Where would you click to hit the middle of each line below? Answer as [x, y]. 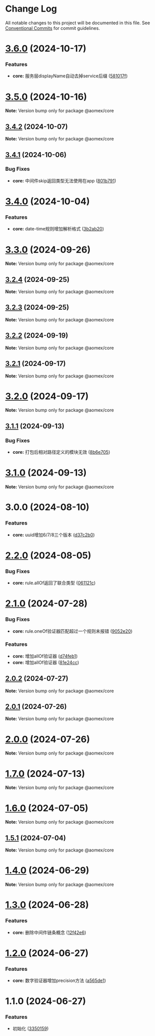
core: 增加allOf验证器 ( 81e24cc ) [46, 662]
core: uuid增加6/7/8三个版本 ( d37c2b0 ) [54, 535]
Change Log [31, 9]
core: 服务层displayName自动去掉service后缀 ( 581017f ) [70, 76]
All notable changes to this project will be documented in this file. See [78, 23]
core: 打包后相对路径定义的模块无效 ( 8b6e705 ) [61, 452]
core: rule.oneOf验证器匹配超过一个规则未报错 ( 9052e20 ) [72, 631]
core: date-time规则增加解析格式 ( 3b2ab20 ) [58, 229]
